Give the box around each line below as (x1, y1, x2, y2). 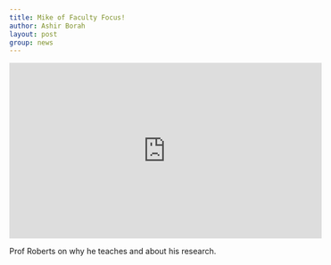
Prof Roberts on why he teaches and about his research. (9, 246, 217, 257)
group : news (9, 37, 54, 47)
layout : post (9, 29, 58, 38)
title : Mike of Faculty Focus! (9, 12, 126, 22)
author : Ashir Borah (9, 21, 87, 30)
